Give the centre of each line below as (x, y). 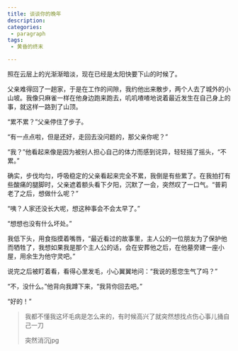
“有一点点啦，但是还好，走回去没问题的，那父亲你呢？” (88, 137)
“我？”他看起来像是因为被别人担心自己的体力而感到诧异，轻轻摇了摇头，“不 (117, 152)
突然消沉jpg (42, 340)
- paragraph (28, 34)
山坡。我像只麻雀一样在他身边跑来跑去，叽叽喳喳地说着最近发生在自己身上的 (119, 98)
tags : (15, 40)
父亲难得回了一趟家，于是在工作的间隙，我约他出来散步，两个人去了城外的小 (119, 89)
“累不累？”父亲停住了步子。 (47, 122)
